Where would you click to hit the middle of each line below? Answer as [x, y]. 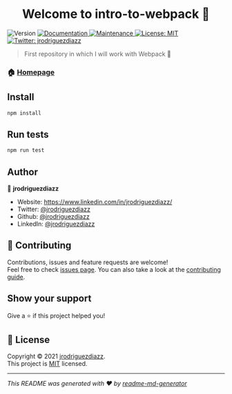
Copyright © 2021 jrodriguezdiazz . [56, 356]
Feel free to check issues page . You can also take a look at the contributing [114, 269]
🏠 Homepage [31, 72]
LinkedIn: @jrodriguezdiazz [56, 224]
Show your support [49, 298]
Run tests [28, 134]
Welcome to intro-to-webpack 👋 [116, 14]
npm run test [26, 150]
